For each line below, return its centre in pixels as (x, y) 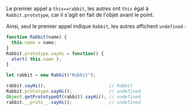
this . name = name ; (34, 43)
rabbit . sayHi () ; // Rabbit (69, 86)
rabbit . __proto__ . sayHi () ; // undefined (74, 102)
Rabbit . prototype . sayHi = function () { (55, 53)
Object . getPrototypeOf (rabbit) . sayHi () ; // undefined (74, 97)
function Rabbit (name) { (37, 37)
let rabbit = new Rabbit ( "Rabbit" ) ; (51, 75)
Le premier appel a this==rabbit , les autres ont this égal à (77, 9)
